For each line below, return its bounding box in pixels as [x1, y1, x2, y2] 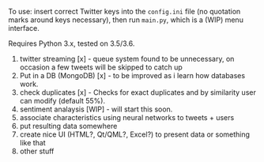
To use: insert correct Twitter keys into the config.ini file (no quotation [8, 7, 241, 16]
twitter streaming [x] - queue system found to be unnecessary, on [19, 55, 235, 63]
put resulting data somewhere [19, 122, 118, 130]
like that [19, 138, 46, 147]
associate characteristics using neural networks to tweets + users [19, 113, 235, 122]
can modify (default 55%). [19, 96, 106, 105]
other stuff [19, 146, 55, 156]
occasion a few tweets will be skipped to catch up [19, 62, 183, 72]
